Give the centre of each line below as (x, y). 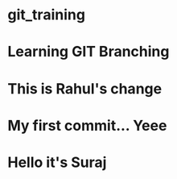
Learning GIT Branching (88, 52)
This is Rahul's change (85, 88)
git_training (47, 15)
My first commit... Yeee (87, 125)
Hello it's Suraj (57, 162)
